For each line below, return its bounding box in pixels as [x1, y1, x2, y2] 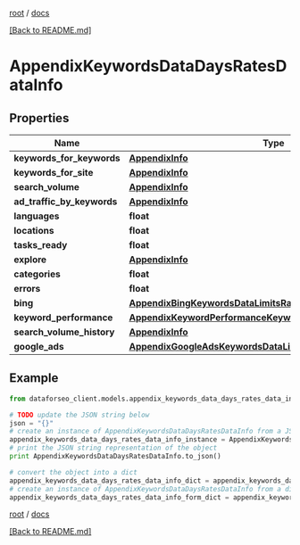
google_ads [13, 341, 64, 352]
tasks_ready [13, 239, 68, 251]
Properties [9, 111, 70, 126]
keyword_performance [13, 311, 113, 324]
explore [13, 253, 47, 266]
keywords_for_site [13, 167, 94, 178]
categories [13, 268, 61, 280]
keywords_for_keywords [13, 152, 121, 164]
